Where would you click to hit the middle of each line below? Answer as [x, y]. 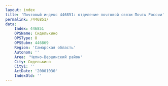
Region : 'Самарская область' [45, 48]
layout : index [20, 10]
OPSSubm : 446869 [32, 43]
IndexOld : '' [28, 76]
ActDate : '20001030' [36, 71]
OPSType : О [26, 38]
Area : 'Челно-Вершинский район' [48, 57]
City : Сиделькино [33, 62]
